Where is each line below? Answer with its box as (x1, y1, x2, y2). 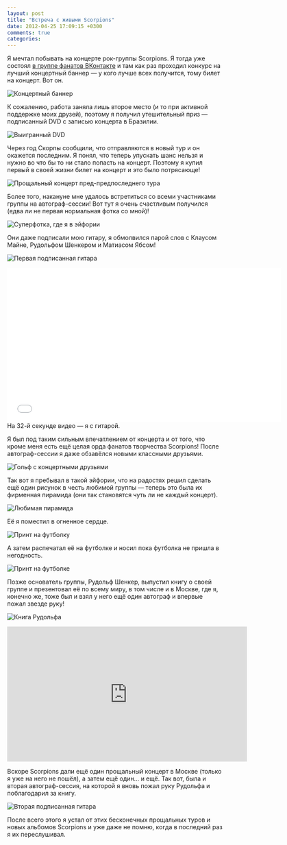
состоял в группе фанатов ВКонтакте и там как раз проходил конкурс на (7, 62, 221, 70)
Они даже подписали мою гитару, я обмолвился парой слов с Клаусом (7, 234, 217, 242)
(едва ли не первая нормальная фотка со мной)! (7, 207, 149, 215)
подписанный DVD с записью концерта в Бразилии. (7, 117, 159, 126)
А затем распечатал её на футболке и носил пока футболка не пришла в (7, 544, 219, 552)
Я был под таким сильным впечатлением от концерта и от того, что (7, 435, 205, 443)
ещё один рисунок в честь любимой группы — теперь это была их (7, 484, 203, 492)
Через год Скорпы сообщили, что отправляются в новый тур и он (7, 144, 200, 152)
